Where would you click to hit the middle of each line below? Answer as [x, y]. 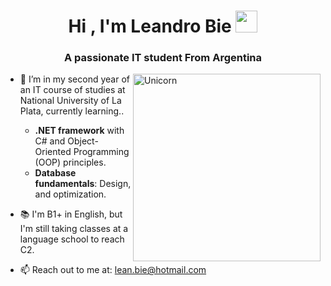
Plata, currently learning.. [72, 111]
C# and [50, 141]
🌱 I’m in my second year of [74, 79]
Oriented [53, 152]
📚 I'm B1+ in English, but [71, 214]
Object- [83, 141]
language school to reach [72, 239]
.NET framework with [79, 131]
